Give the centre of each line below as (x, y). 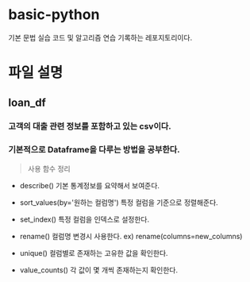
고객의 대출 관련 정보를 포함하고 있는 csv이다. (90, 126)
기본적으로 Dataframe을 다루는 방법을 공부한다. (94, 150)
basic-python (54, 15)
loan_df (27, 102)
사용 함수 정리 (49, 168)
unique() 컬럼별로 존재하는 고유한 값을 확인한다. (94, 253)
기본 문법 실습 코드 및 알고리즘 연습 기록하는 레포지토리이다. (100, 37)
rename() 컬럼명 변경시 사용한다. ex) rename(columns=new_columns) (131, 236)
